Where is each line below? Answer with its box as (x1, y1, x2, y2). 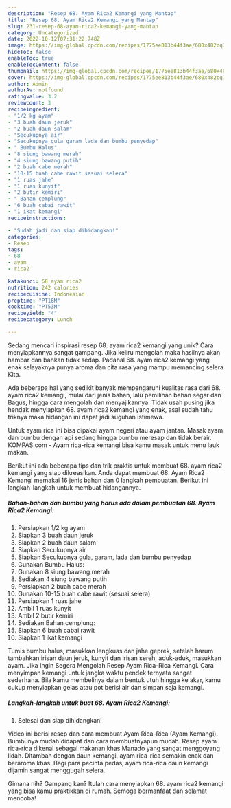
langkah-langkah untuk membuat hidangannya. (8, 483, 141, 492)
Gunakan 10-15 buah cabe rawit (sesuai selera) (17, 589, 151, 598)
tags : (8, 246, 23, 253)
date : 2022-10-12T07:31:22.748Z (8, 36, 100, 43)
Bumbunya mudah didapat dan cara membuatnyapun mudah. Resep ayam (8, 736, 217, 745)
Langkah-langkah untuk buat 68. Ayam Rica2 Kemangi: (8, 699, 171, 707)
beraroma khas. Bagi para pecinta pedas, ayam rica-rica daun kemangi (8, 758, 208, 767)
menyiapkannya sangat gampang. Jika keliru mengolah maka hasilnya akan (8, 348, 221, 356)
